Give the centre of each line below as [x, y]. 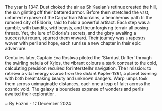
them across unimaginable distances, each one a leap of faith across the [78, 84]
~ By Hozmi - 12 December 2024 [38, 103]
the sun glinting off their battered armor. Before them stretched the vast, [77, 12]
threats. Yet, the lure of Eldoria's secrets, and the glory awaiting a [71, 33]
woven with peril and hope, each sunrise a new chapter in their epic [73, 43]
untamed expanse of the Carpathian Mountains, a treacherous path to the [79, 17]
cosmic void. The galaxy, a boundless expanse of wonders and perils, [75, 89]
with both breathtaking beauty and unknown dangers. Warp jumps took [76, 78]
